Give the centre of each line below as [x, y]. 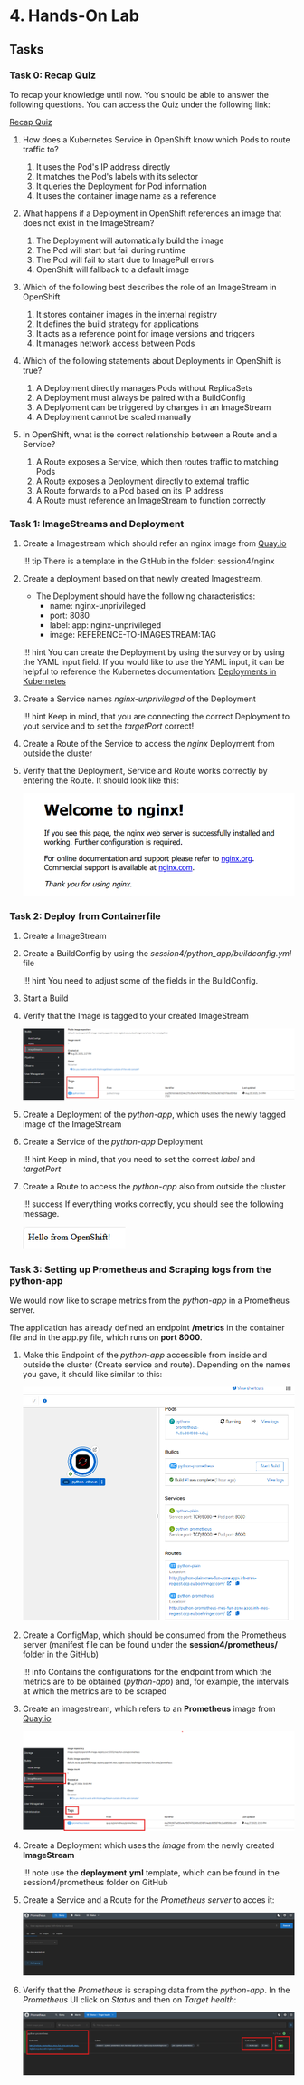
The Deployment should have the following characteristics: [146, 596]
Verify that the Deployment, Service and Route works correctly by [145, 771]
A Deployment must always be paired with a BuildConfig [141, 397]
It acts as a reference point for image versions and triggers [145, 333]
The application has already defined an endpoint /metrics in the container [147, 1328]
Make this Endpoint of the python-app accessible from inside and [145, 1355]
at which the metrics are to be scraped [95, 1691]
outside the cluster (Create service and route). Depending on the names [157, 1365]
